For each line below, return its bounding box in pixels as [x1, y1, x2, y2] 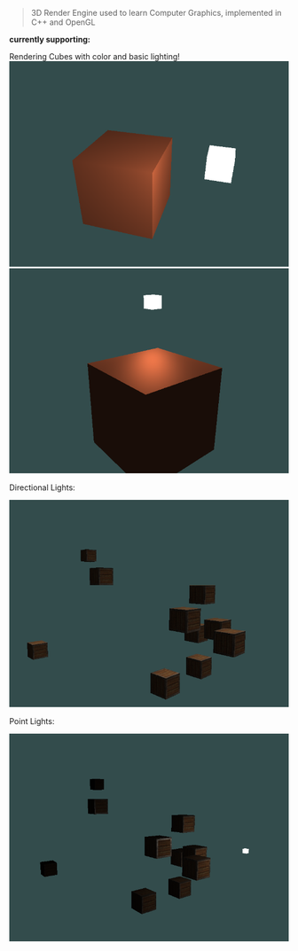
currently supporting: [9, 35, 90, 44]
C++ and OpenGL [30, 17, 96, 27]
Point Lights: [9, 716, 55, 727]
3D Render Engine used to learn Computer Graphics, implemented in [30, 8, 282, 18]
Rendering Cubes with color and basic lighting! [9, 51, 180, 61]
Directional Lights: [9, 482, 75, 493]
